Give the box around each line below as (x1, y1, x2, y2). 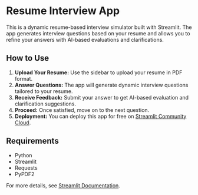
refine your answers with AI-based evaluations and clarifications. (6, 36, 164, 43)
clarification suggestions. (14, 100, 77, 107)
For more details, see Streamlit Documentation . (6, 181, 121, 189)
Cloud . (14, 119, 31, 126)
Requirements (6, 136, 59, 146)
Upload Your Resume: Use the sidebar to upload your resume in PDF (14, 69, 183, 76)
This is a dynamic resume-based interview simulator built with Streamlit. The (6, 24, 192, 31)
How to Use (6, 53, 49, 63)
